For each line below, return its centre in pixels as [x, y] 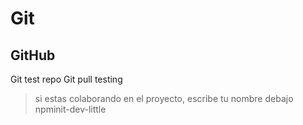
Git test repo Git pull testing [66, 79]
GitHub [33, 55]
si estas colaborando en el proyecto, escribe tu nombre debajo [164, 98]
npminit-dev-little [70, 109]
